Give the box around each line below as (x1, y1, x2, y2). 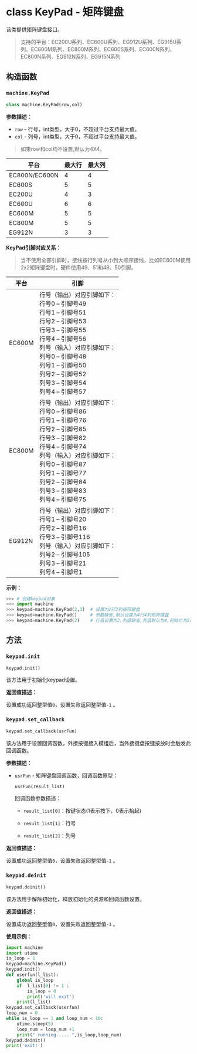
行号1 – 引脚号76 (39, 416, 87, 424)
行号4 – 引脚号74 (39, 442, 87, 451)
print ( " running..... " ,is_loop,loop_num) (16, 1032, 122, 1038)
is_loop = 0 (27, 988, 57, 994)
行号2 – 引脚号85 (39, 425, 87, 433)
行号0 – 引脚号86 (39, 407, 87, 415)
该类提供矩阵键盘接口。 (6, 26, 63, 33)
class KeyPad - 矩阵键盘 (6, 5, 124, 19)
